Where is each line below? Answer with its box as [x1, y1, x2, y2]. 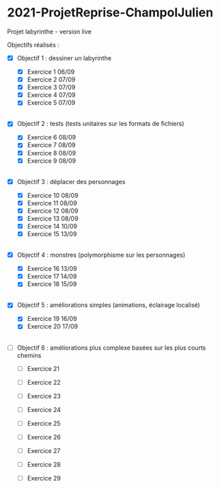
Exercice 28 [27, 461, 61, 468]
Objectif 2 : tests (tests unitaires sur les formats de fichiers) [16, 120, 184, 128]
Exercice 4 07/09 [27, 91, 77, 99]
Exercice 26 [27, 433, 61, 441]
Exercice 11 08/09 [27, 198, 77, 207]
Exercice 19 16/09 [27, 315, 77, 323]
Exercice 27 [27, 446, 61, 454]
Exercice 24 [27, 405, 61, 413]
